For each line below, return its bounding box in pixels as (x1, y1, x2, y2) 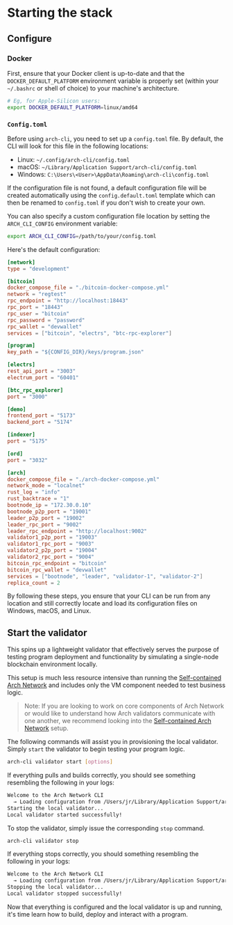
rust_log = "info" (7, 489, 60, 496)
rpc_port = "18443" (7, 304, 64, 311)
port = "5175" (7, 438, 49, 445)
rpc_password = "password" (7, 317, 85, 324)
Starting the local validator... (7, 805, 104, 812)
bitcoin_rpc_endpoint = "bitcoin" (7, 560, 107, 567)
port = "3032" (7, 457, 49, 464)
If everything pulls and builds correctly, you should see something (7, 771, 196, 780)
